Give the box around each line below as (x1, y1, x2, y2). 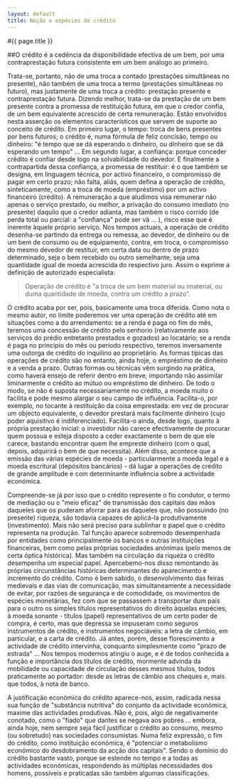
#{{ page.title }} (7, 36, 53, 45)
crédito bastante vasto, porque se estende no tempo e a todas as (7, 753, 198, 762)
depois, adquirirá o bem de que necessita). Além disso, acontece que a (7, 446, 216, 455)
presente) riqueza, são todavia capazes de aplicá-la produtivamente (7, 513, 207, 522)
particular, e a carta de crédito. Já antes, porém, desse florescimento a (7, 634, 215, 643)
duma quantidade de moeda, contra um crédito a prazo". (24, 289, 191, 298)
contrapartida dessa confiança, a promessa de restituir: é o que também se (7, 162, 228, 171)
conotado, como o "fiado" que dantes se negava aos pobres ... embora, (7, 716, 217, 724)
